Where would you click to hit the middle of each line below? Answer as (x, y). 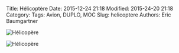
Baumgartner (22, 21)
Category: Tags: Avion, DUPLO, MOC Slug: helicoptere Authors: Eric (89, 15)
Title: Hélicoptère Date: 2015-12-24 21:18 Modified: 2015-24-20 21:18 (89, 9)
